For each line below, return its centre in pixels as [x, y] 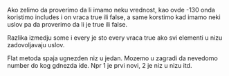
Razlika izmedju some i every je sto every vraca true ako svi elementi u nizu [115, 38]
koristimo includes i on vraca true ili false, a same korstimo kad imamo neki [114, 17]
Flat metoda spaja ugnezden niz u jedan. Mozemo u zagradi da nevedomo [112, 58]
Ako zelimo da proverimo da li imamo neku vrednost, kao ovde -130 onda [111, 10]
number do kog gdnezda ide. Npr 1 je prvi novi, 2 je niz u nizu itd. [100, 65]
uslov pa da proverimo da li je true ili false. [67, 24]
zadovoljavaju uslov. [36, 45]
